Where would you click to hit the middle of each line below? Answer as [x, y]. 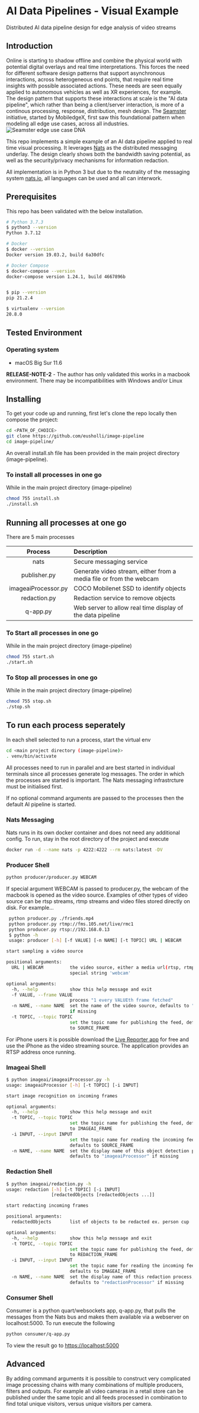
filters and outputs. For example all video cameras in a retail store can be [95, 1391]
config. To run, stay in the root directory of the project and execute [87, 838]
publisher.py [38, 575]
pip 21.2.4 [20, 298]
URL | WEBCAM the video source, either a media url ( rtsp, [97, 968]
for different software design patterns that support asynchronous [86, 73]
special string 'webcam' [100, 973]
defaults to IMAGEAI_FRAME [103, 1272]
